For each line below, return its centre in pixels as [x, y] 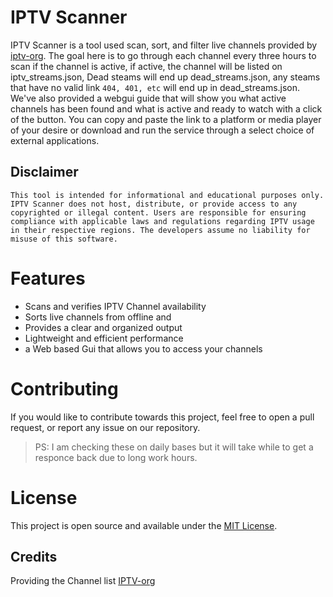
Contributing [64, 388]
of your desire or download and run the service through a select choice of [162, 130]
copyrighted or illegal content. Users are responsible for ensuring [158, 212]
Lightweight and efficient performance [104, 338]
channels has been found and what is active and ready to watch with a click [166, 108]
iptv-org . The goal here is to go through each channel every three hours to [163, 55]
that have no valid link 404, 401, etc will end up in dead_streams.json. [155, 87]
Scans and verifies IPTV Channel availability [115, 306]
